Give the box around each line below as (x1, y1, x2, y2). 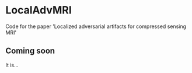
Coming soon (5, 46, 55, 56)
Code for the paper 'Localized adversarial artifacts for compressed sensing (5, 23, 187, 30)
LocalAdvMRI (5, 4, 72, 17)
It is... (5, 61, 19, 68)
